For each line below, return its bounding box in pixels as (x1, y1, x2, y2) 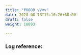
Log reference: (5, 43, 43, 50)
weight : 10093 (5, 21, 36, 27)
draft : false (5, 17, 33, 22)
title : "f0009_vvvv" (5, 7, 49, 13)
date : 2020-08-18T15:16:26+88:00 (5, 12, 76, 17)
